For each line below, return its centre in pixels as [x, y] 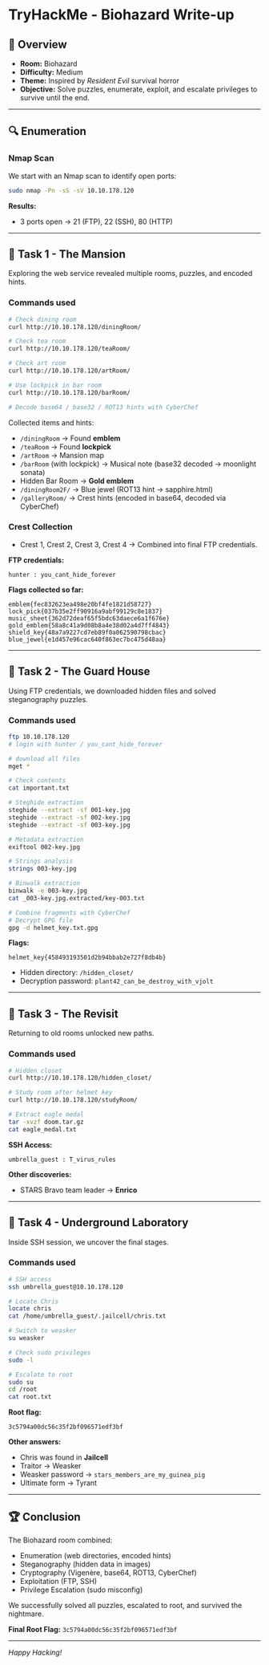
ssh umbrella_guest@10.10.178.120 [66, 1287]
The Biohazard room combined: [60, 1540]
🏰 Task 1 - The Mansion [67, 254]
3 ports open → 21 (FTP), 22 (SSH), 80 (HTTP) [96, 221]
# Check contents [37, 781]
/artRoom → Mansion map [62, 455]
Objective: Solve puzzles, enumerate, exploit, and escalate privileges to [139, 89]
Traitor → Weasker [50, 1466]
